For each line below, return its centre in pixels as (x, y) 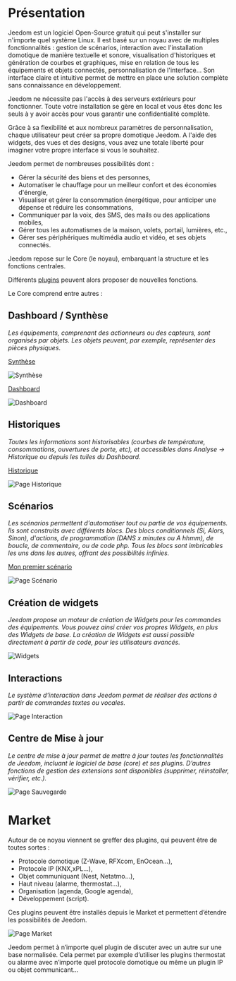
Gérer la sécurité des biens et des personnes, (84, 177)
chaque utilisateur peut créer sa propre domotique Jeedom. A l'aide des (112, 135)
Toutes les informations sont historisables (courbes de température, (107, 441)
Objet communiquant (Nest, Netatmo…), (76, 876)
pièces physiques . (35, 347)
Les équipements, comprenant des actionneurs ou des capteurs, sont (109, 333)
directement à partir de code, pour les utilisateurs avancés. (94, 642)
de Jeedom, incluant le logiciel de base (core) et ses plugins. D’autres (109, 763)
